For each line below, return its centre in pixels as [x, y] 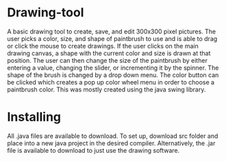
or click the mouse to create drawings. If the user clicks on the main [103, 46]
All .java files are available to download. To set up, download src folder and [113, 136]
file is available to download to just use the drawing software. [93, 150]
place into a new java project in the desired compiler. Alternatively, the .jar [111, 143]
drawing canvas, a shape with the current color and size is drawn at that [109, 53]
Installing [34, 117]
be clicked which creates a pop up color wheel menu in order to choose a [111, 82]
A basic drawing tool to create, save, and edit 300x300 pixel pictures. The [112, 31]
